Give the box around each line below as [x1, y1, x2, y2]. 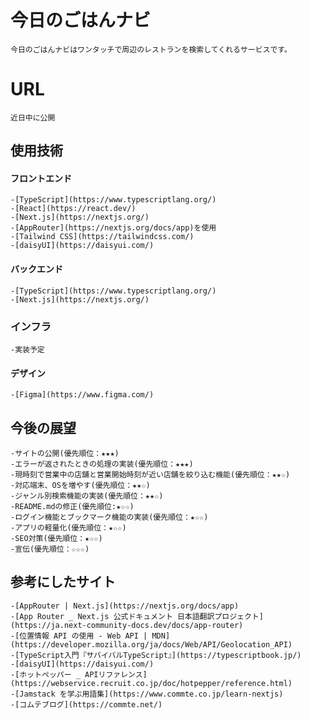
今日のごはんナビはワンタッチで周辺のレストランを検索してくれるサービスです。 [10, 44, 292, 55]
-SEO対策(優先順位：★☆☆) [10, 533, 103, 543]
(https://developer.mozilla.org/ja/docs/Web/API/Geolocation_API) [10, 639, 293, 650]
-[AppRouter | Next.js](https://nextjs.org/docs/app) [10, 601, 240, 611]
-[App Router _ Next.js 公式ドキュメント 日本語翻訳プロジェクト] [10, 611, 264, 621]
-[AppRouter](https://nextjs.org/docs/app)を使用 [10, 223, 217, 233]
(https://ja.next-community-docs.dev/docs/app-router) [10, 620, 244, 630]
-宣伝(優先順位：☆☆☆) [10, 544, 90, 554]
